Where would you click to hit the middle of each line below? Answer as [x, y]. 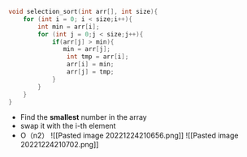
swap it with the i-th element [68, 126]
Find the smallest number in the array [84, 117]
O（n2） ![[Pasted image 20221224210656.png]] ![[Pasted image [129, 136]
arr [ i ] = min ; [90, 65]
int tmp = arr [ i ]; [97, 57]
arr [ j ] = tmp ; [90, 72]
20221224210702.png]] [59, 145]
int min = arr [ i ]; [69, 27]
